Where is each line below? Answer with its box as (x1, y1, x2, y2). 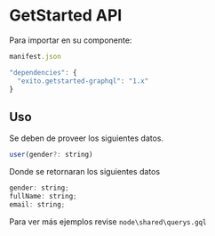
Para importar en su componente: (9, 35, 132, 45)
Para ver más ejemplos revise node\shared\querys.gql (9, 216, 207, 227)
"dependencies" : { (9, 68, 77, 77)
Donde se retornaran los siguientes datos (9, 167, 161, 177)
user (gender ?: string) (9, 151, 93, 159)
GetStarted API (9, 5, 123, 26)
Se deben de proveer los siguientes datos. (9, 133, 164, 143)
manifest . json (9, 52, 62, 61)
